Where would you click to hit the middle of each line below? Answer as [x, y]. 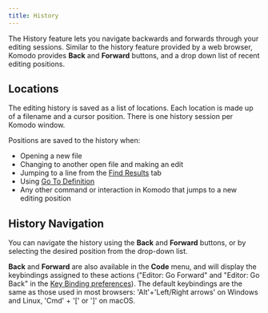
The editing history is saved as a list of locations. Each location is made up [131, 108]
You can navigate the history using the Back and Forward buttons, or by [127, 243]
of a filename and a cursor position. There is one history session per [121, 117]
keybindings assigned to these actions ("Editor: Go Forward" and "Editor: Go [134, 275]
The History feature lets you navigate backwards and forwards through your [134, 38]
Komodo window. [37, 125]
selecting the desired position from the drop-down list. [98, 252]
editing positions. [37, 64]
